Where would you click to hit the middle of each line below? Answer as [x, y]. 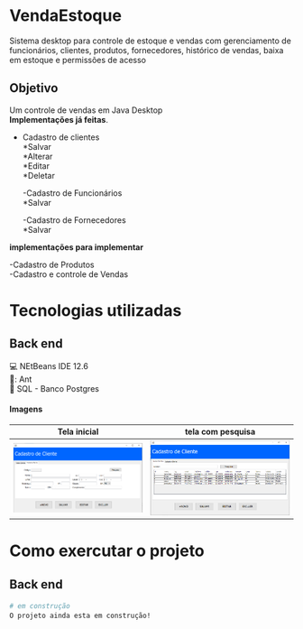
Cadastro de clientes [61, 137]
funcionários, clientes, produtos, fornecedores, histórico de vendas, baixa [147, 50]
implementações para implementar [77, 247]
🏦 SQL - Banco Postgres [54, 388]
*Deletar [39, 175]
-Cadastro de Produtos [52, 264]
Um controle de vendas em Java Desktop [86, 110]
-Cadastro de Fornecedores [74, 220]
